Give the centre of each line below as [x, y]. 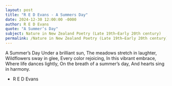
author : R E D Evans [27, 24]
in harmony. [18, 69]
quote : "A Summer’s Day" [32, 29]
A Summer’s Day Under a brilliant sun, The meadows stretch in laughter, [81, 53]
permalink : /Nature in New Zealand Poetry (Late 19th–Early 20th [76, 39]
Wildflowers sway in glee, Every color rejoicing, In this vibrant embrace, [81, 58]
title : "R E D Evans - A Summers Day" [47, 15]
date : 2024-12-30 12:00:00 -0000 [41, 19]
